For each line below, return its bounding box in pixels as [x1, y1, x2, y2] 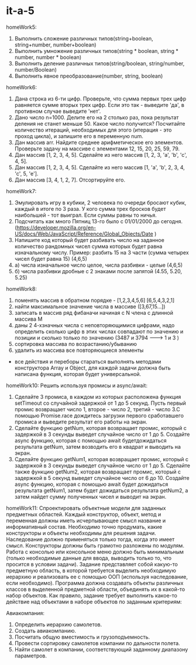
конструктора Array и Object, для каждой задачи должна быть [14, 364, 171, 371]
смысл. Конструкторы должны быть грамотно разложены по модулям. [6, 542, 184, 549]
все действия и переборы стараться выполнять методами [14, 358, 161, 365]
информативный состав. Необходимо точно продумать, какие [6, 523, 163, 530]
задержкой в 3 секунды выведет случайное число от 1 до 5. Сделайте [14, 462, 190, 469]
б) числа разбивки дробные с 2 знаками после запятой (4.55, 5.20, [14, 267, 183, 274]
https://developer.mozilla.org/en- [16, 224, 97, 231]
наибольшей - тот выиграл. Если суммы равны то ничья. [14, 211, 157, 219]
